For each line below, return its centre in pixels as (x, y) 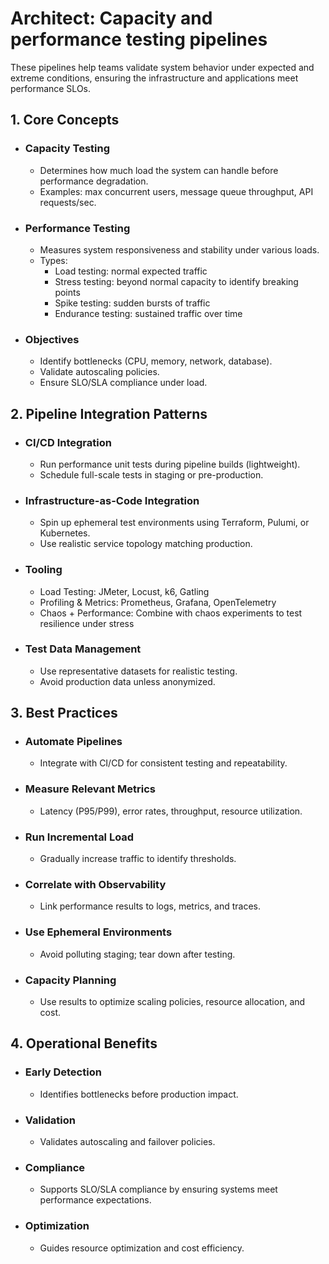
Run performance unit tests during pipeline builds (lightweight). (170, 464)
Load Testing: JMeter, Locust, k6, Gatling (124, 591)
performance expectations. (95, 1200)
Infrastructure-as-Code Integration (112, 500)
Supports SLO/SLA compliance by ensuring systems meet (158, 1189)
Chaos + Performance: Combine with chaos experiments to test (171, 613)
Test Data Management (83, 649)
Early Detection (63, 1072)
